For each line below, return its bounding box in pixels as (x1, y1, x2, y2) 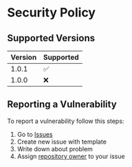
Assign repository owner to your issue (16, 152, 125, 160)
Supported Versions (7, 32, 95, 44)
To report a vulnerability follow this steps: (7, 117, 124, 125)
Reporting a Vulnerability (7, 98, 117, 111)
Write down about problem (16, 144, 93, 153)
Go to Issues (16, 130, 53, 138)
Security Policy (7, 5, 96, 21)
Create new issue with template (16, 137, 107, 146)
